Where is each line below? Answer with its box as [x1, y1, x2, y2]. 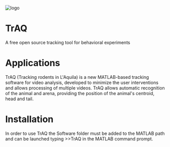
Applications [5, 57, 60, 69]
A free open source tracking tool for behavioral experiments [5, 39, 130, 45]
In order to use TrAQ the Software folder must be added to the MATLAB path [5, 130, 165, 136]
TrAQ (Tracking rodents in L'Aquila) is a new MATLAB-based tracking [5, 74, 149, 80]
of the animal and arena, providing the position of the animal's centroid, [5, 90, 155, 96]
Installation [5, 113, 54, 125]
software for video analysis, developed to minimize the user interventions [5, 79, 159, 85]
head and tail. [5, 96, 34, 102]
